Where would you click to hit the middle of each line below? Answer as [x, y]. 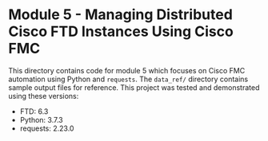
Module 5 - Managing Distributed [121, 15]
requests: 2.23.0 [47, 128]
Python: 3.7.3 [41, 119]
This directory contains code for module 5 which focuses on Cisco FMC [127, 70]
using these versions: [44, 96]
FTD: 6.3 [34, 111]
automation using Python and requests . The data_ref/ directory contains [128, 79]
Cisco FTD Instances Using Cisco [121, 31]
